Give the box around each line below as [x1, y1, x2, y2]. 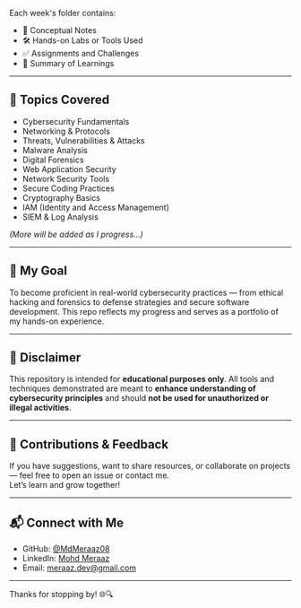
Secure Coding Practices [21, 183, 115, 194]
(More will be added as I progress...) [9, 229, 143, 239]
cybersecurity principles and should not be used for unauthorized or [9, 393, 269, 404]
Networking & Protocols [21, 126, 110, 136]
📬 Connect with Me [9, 515, 124, 530]
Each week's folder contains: [9, 8, 116, 18]
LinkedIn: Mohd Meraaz [21, 553, 110, 564]
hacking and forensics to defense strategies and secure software [9, 296, 250, 308]
